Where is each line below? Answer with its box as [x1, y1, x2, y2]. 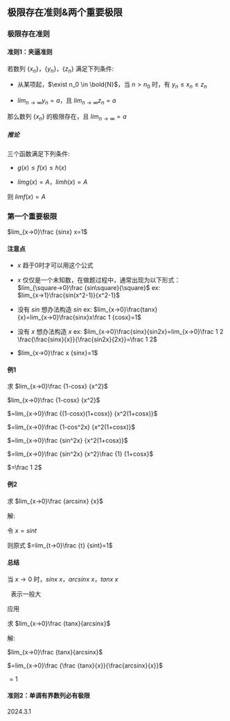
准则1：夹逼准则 [7, 47, 53, 56]
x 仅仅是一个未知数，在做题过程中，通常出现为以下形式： [17, 276, 181, 285]
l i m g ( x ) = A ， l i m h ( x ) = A [17, 178, 88, 186]
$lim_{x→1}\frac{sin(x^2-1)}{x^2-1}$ [17, 291, 120, 300]
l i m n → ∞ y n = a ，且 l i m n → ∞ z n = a [17, 96, 116, 106]
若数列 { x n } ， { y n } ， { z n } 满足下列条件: [7, 65, 114, 74]
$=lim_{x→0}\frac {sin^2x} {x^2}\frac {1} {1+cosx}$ [7, 450, 154, 458]
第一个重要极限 [7, 211, 57, 221]
